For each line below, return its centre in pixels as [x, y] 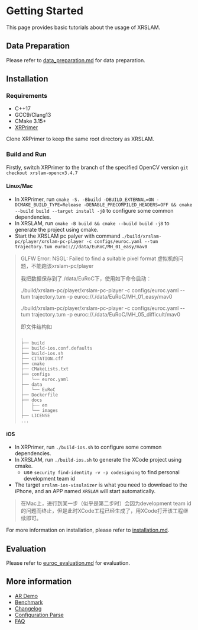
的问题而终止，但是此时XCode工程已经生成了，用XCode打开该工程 [102, 511]
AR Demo [26, 596]
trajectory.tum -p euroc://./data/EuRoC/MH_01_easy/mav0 [102, 296]
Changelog [28, 608]
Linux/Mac [20, 186]
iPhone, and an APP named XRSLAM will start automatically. [85, 491]
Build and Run [27, 154]
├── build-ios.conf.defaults [56, 348]
